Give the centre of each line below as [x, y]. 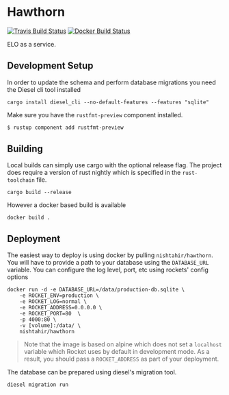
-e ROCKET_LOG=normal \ [53, 302]
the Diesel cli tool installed [44, 89]
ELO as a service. [32, 44]
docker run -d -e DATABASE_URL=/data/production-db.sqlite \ [96, 290]
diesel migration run [38, 385]
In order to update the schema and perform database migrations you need [112, 82]
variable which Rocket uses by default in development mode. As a [117, 352]
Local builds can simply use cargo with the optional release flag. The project [114, 165]
